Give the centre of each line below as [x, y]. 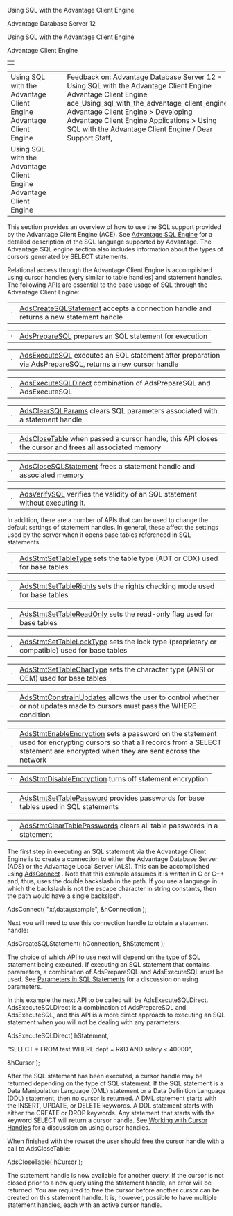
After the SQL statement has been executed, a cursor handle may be [105, 1076]
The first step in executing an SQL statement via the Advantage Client [107, 851]
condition [35, 715]
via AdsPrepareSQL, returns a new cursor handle [99, 364]
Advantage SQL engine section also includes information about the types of [115, 249]
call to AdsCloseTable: [39, 1148]
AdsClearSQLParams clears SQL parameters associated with [119, 411]
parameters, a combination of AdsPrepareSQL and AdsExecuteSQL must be [115, 972]
